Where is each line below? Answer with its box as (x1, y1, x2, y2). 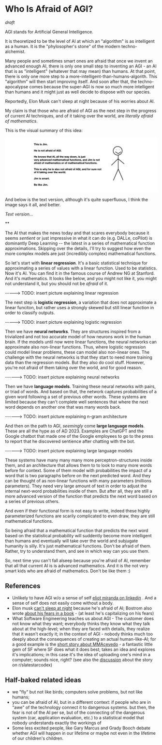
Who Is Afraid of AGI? (5, 3, 93, 15)
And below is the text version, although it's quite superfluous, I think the (5, 197, 148, 202)
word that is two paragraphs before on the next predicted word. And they (5, 473, 151, 479)
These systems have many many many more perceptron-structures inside (5, 457, 152, 463)
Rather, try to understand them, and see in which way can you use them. (5, 548, 149, 554)
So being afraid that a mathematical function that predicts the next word (5, 528, 148, 533)
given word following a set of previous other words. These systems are (5, 394, 147, 400)
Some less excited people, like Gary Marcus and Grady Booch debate (12, 725, 151, 731)
